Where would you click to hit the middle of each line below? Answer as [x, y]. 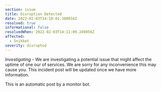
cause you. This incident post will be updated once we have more [71, 69]
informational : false [27, 28]
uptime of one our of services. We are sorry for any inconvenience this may [81, 64]
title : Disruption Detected [34, 14]
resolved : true [20, 23]
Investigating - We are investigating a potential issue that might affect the [78, 59]
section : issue [20, 9]
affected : [15, 37]
